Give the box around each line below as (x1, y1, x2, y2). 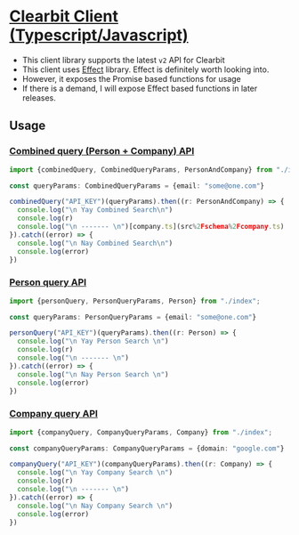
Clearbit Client (9, 6, 118, 27)
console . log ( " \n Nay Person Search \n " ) (17, 369, 169, 379)
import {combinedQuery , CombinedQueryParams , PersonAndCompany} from (9, 165, 273, 174)
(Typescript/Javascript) (9, 25, 189, 45)
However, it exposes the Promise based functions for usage (21, 73, 242, 84)
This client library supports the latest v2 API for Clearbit (21, 54, 225, 65)
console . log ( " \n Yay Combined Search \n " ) (17, 206, 174, 215)
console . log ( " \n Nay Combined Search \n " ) (17, 239, 174, 247)
